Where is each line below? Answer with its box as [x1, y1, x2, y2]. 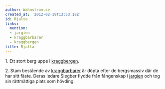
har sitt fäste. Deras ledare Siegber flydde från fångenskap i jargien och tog [5, 73, 161, 79]
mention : [9, 26, 28, 31]
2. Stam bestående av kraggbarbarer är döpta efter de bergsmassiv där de [5, 68, 159, 74]
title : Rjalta [5, 44, 35, 49]
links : [5, 21, 19, 26]
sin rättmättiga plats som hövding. [5, 78, 75, 84]
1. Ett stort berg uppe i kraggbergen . [5, 58, 80, 64]
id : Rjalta [5, 16, 28, 21]
